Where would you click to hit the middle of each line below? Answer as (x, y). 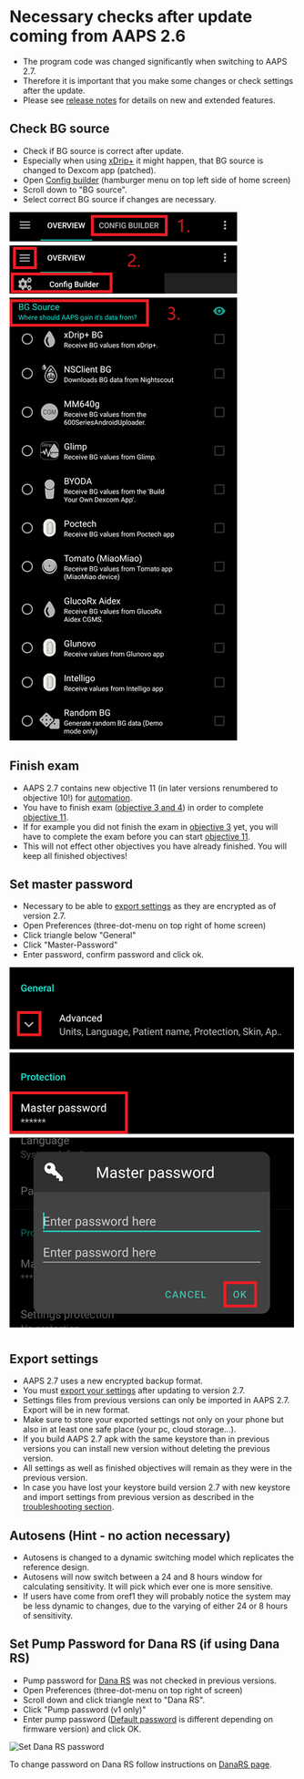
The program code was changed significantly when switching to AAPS (155, 61)
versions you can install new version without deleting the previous (147, 1449)
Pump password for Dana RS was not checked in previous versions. (150, 1681)
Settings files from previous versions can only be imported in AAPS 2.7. (156, 1401)
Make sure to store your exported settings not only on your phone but (153, 1420)
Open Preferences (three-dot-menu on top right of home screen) (144, 926)
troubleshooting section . (68, 1507)
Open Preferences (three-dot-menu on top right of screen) (132, 1690)
